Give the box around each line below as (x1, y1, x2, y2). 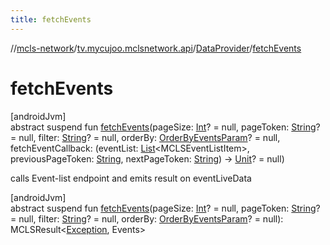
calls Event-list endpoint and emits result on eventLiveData (10, 172, 252, 184)
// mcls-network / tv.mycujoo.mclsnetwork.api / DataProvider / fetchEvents (10, 42, 302, 54)
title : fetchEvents (10, 14, 92, 25)
